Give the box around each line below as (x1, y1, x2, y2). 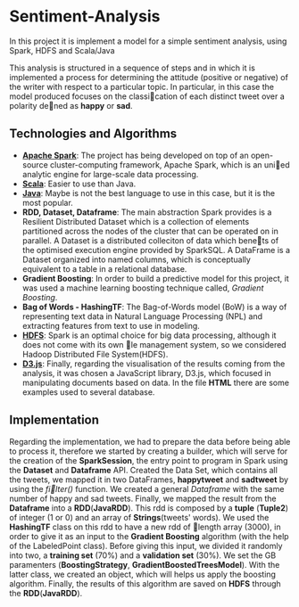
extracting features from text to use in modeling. (21, 320, 201, 331)
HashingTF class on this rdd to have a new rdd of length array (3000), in (9, 521, 281, 532)
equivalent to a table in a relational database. (21, 263, 187, 274)
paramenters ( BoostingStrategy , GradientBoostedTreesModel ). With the (9, 559, 280, 570)
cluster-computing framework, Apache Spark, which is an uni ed (49, 159, 290, 170)
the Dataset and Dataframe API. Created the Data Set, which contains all (9, 464, 278, 475)
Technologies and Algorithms (9, 127, 178, 142)
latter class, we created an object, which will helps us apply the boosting (9, 569, 277, 579)
